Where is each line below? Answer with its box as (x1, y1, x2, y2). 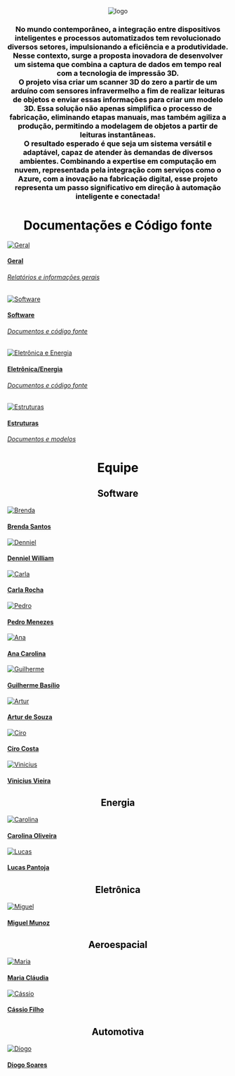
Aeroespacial (88, 939, 148, 951)
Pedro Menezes (7, 617, 54, 626)
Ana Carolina (7, 649, 46, 657)
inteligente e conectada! (75, 191, 161, 201)
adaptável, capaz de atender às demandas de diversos (22, 147, 213, 157)
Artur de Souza (7, 713, 53, 721)
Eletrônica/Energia (7, 365, 63, 374)
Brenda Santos (7, 522, 51, 531)
